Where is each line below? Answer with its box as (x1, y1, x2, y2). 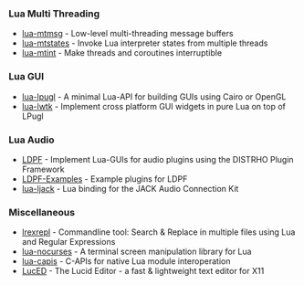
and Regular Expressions (21, 237, 116, 248)
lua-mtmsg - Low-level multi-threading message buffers (21, 28, 234, 39)
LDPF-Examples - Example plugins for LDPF (21, 173, 188, 185)
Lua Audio (8, 133, 55, 146)
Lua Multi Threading (8, 7, 100, 20)
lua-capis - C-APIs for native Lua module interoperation (21, 256, 231, 267)
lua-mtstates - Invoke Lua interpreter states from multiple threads (21, 37, 268, 48)
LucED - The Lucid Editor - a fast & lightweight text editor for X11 (21, 266, 265, 277)
